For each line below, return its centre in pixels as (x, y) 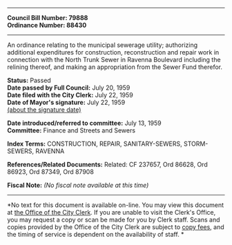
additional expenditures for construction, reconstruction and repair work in (113, 52)
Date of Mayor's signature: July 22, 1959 (66, 102)
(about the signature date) (44, 110)
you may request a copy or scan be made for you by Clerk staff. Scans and (114, 219)
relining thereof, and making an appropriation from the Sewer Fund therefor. (115, 67)
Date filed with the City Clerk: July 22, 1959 (70, 95)
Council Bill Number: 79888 (48, 18)
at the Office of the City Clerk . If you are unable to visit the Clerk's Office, (112, 212)
